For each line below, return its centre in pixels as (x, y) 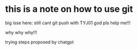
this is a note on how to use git (69, 9)
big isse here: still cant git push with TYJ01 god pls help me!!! (68, 23)
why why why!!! (21, 32)
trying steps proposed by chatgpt (39, 42)
